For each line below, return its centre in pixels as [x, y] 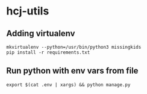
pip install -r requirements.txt [48, 52]
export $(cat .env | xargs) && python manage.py [68, 85]
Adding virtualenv [41, 33]
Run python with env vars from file [72, 71]
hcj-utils [28, 11]
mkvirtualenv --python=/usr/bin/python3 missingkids [74, 47]
